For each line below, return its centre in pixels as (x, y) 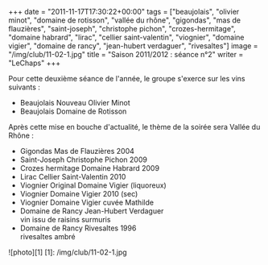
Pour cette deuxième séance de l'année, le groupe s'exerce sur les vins (127, 79)
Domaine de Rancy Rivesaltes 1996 (78, 228)
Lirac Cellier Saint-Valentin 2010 (73, 177)
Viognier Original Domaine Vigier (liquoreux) (93, 185)
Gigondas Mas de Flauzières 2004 (77, 151)
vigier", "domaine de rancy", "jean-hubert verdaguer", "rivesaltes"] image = (134, 46)
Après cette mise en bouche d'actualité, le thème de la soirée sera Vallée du (134, 127)
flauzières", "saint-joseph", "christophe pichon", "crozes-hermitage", (122, 29)
